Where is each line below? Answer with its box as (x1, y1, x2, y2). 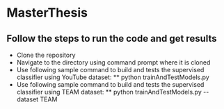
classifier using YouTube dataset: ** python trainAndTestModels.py (16, 73, 209, 81)
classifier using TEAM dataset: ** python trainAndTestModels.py (16, 88, 202, 96)
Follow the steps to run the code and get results (6, 33, 217, 44)
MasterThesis (6, 5, 88, 21)
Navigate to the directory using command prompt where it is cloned (16, 58, 211, 67)
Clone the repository (16, 51, 76, 59)
